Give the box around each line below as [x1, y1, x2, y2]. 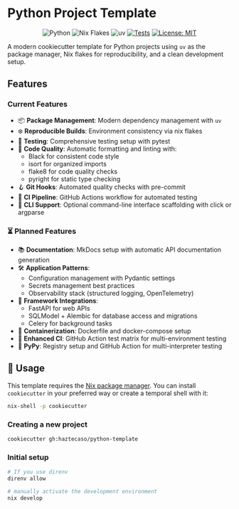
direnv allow [7, 475, 46, 482]
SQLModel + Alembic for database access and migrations [28, 311, 198, 320]
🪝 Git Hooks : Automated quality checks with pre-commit [17, 183, 186, 191]
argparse [17, 208, 45, 216]
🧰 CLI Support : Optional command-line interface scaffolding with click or [17, 200, 232, 209]
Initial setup [7, 452, 49, 462]
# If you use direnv [7, 468, 69, 476]
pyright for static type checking [28, 174, 121, 183]
